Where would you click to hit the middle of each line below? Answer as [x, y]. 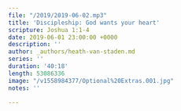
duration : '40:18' [38, 66]
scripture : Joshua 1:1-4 [49, 30]
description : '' [35, 45]
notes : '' [24, 88]
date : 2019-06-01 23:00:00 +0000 [63, 37]
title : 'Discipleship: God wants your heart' [84, 23]
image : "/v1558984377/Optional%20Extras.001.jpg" [91, 81]
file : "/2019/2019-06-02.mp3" [58, 15]
